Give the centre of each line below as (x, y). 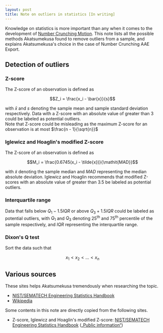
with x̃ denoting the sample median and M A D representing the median (76, 172)
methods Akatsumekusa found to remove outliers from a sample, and (75, 39)
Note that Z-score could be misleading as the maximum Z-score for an (76, 124)
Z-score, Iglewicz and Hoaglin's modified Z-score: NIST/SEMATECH (81, 320)
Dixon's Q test (22, 237)
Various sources (31, 274)
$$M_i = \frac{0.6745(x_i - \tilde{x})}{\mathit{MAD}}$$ (82, 162)
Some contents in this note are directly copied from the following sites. (77, 310)
